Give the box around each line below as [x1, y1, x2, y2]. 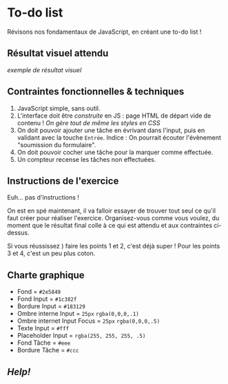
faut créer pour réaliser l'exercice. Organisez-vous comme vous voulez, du [7, 214, 220, 222]
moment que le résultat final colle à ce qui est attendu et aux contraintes [7, 222, 212, 230]
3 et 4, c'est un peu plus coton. [7, 249, 96, 257]
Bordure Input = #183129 [17, 302, 86, 310]
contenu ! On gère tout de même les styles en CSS [17, 118, 160, 127]
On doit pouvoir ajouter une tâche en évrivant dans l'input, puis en [17, 126, 205, 134]
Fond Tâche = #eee [17, 339, 71, 347]
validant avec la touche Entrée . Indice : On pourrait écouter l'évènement [17, 133, 222, 142]
